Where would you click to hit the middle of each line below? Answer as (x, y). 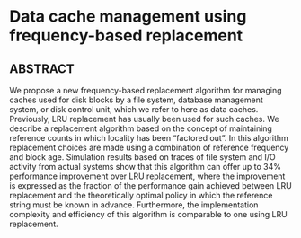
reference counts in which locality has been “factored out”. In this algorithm (149, 138)
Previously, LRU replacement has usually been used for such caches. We (145, 119)
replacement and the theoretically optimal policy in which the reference (141, 195)
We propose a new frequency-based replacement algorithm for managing (146, 90)
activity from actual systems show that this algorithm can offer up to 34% (145, 167)
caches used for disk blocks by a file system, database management (136, 100)
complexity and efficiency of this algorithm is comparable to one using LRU (148, 214)
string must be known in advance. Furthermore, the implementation (134, 205)
